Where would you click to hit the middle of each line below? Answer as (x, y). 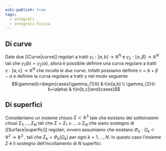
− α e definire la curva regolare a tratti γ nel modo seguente (66, 76)
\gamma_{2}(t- (141, 84)
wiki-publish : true (25, 10)
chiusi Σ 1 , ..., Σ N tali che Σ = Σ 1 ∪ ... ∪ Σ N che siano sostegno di (70, 124)
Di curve (18, 44)
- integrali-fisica (30, 24)
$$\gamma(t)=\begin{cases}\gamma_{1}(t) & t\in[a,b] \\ (68, 84)
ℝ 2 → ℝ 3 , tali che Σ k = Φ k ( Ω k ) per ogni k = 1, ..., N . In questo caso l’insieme (83, 137)
